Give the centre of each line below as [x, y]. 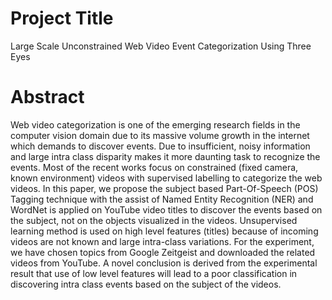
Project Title [62, 18]
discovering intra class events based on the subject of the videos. [146, 284]
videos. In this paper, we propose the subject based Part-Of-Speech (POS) [164, 188]
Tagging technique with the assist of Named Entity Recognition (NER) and [162, 199]
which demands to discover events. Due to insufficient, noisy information [160, 146]
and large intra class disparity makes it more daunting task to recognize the [165, 156]
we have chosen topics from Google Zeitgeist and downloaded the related [163, 252]
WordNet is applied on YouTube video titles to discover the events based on [166, 209]
